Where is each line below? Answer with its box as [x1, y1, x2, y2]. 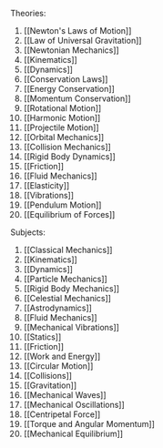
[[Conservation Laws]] [23, 74, 108, 85]
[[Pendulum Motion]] [23, 199, 102, 210]
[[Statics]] [23, 331, 62, 342]
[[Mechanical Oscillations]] [23, 400, 126, 410]
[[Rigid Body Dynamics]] [23, 151, 117, 162]
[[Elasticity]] [23, 180, 70, 190]
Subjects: [10, 227, 46, 238]
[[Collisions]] [23, 371, 72, 381]
